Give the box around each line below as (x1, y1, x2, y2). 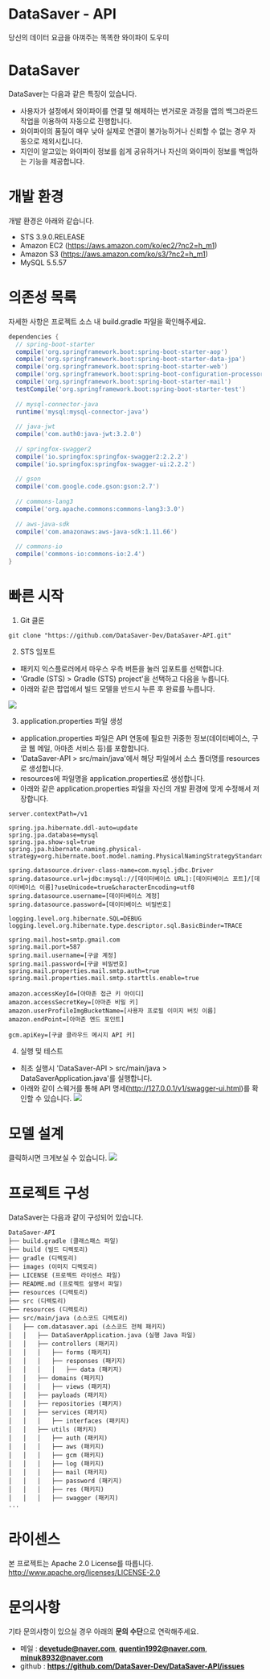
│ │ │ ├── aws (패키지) (8, 1442, 104, 1451)
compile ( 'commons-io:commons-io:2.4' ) (15, 550, 146, 559)
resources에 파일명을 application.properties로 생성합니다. (19, 773, 206, 783)
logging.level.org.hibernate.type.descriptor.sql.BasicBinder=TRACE (8, 921, 243, 929)
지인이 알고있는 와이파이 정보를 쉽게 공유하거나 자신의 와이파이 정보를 (19, 146, 237, 156)
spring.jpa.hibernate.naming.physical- (8, 845, 142, 853)
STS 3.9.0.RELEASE (19, 231, 86, 242)
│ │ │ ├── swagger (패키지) (8, 1494, 119, 1502)
